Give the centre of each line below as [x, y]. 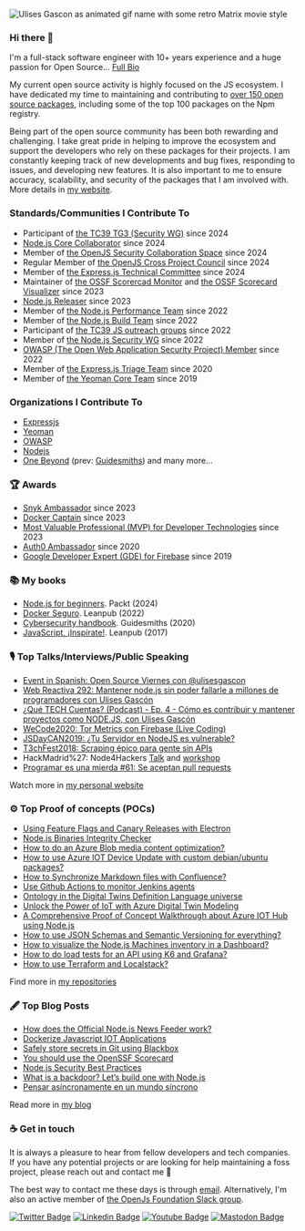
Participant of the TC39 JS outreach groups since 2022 [127, 330]
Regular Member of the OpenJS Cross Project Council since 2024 [146, 262]
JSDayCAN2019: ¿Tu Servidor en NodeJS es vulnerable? [128, 738]
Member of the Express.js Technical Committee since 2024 [134, 272]
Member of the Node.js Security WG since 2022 [113, 339]
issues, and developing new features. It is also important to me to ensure [146, 170]
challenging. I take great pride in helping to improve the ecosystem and [142, 141]
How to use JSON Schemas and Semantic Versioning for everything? [152, 935]
